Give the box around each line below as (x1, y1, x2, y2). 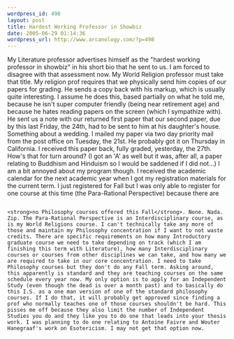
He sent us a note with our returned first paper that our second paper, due (7, 115, 221, 123)
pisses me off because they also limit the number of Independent (7, 307, 205, 314)
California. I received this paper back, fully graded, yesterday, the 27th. (7, 145, 212, 153)
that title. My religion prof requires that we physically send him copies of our (7, 78, 227, 86)
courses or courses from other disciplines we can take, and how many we (7, 252, 227, 259)
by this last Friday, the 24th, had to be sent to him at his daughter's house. (7, 122, 221, 131)
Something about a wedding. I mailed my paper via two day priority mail (7, 130, 214, 138)
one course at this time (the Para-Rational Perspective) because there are (7, 189, 219, 198)
